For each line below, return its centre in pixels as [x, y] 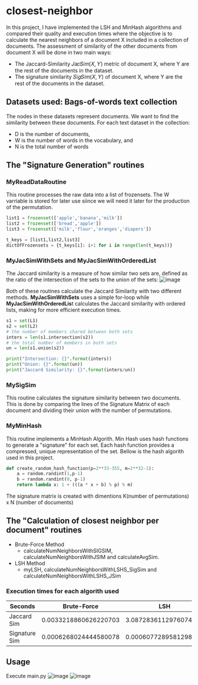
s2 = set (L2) [22, 326]
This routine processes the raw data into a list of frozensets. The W [88, 195]
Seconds [22, 606]
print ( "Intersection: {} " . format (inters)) [59, 359]
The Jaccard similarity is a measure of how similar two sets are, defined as [97, 274]
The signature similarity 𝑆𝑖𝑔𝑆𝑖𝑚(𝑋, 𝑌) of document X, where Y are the [98, 77]
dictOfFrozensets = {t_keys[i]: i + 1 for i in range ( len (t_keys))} [89, 245]
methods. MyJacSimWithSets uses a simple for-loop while [78, 297]
